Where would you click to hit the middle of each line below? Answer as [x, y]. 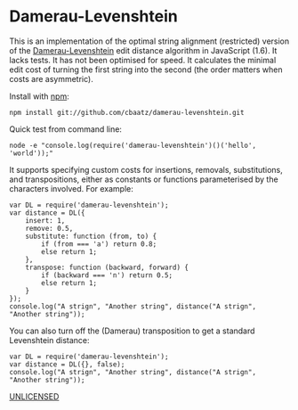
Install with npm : [39, 96]
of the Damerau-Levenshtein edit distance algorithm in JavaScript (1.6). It [143, 50]
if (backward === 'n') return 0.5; [107, 275]
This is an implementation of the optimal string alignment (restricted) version [149, 41]
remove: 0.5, [49, 228]
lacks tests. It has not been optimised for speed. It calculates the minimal [143, 60]
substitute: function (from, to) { [91, 236]
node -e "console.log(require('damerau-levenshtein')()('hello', [133, 145]
